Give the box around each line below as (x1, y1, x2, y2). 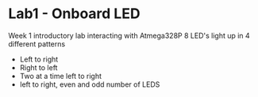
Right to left (19, 62, 58, 72)
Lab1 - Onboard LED (8, 5, 141, 23)
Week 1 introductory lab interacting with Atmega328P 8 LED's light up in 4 (8, 31, 250, 40)
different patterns (8, 39, 66, 48)
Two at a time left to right (19, 71, 102, 80)
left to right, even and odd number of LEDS (19, 80, 160, 89)
